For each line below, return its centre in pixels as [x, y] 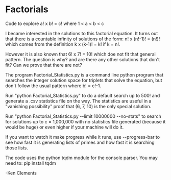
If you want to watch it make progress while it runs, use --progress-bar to [82, 137]
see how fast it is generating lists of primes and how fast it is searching [80, 142]
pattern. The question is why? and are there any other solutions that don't [82, 59]
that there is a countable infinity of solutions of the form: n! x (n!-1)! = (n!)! [83, 39]
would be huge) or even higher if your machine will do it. [65, 127]
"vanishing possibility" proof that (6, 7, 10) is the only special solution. [78, 106]
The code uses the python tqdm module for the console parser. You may [82, 158]
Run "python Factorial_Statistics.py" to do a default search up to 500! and [83, 95]
